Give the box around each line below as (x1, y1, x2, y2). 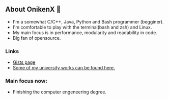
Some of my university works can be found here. (12, 65, 116, 71)
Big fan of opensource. (12, 35, 61, 41)
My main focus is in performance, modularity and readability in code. (12, 29, 158, 36)
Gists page (12, 59, 36, 65)
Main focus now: (5, 78, 47, 85)
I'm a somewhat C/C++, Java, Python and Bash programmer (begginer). (12, 18, 164, 24)
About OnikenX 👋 (5, 5, 61, 14)
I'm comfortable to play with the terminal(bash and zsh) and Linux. (12, 24, 152, 30)
